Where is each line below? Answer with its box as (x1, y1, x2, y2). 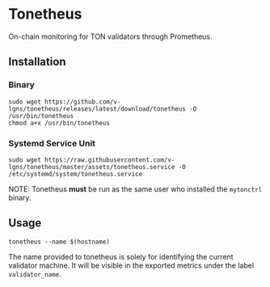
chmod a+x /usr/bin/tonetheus (8, 119, 111, 127)
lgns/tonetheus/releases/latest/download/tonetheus (8, 104, 186, 113)
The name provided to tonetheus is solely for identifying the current (8, 251, 234, 261)
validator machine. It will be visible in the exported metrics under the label (8, 260, 255, 270)
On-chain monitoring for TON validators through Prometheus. (8, 32, 213, 41)
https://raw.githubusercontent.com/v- (44, 155, 175, 164)
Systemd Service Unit (8, 137, 95, 149)
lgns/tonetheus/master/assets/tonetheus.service (8, 162, 175, 171)
